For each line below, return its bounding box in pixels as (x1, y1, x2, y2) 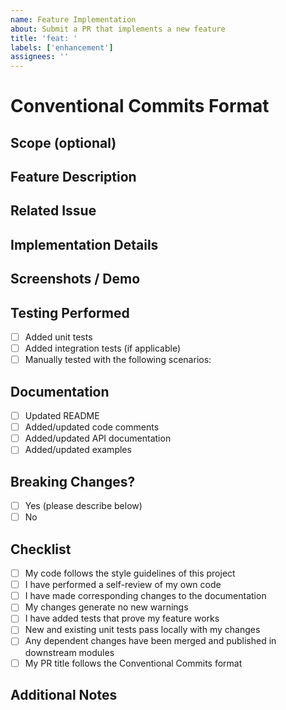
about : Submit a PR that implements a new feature (10, 24, 226, 34)
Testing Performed (10, 304, 130, 321)
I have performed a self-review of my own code (24, 579, 222, 591)
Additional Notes (10, 686, 118, 703)
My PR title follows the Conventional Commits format (24, 657, 243, 669)
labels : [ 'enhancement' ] (10, 42, 114, 53)
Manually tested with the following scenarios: (24, 354, 212, 366)
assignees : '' (10, 52, 70, 62)
